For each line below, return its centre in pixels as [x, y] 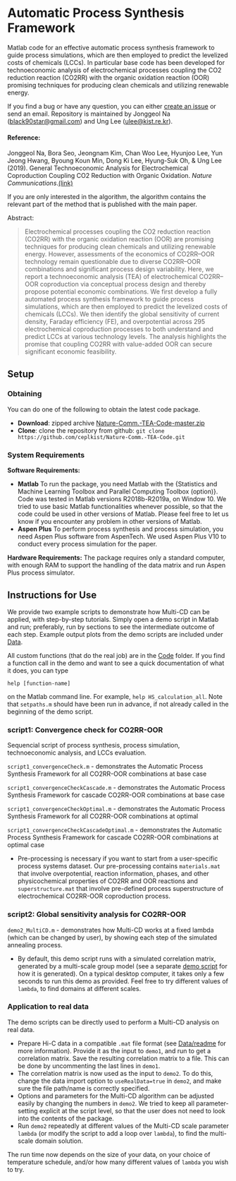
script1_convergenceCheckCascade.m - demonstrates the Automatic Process [116, 788]
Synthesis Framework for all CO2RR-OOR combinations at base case [107, 774]
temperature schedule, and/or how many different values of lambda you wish [118, 1162]
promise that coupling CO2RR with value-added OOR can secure [118, 344]
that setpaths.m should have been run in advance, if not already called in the [118, 704]
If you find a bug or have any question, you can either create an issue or [112, 106]
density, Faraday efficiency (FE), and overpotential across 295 [115, 322]
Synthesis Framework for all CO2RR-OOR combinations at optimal [103, 816]
